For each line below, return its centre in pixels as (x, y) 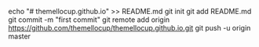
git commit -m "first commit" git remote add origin (89, 20)
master (20, 36)
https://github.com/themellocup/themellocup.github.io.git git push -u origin (129, 28)
